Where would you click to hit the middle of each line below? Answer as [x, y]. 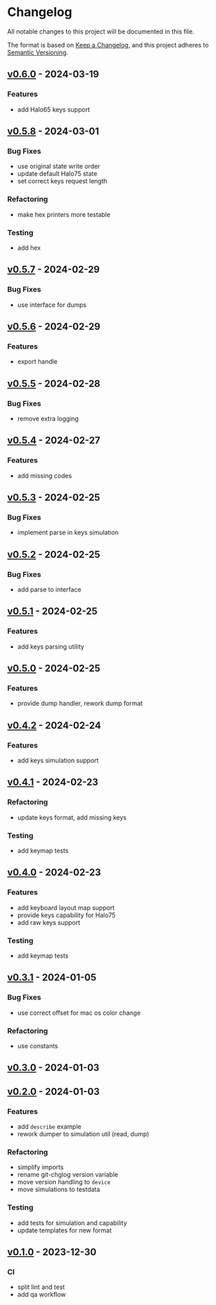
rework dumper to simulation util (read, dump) [83, 1134]
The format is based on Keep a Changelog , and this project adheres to [108, 45]
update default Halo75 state [57, 174]
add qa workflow [41, 1295]
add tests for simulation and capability [72, 1223]
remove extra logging [48, 418]
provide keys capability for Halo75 [67, 915]
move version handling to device [64, 1182]
